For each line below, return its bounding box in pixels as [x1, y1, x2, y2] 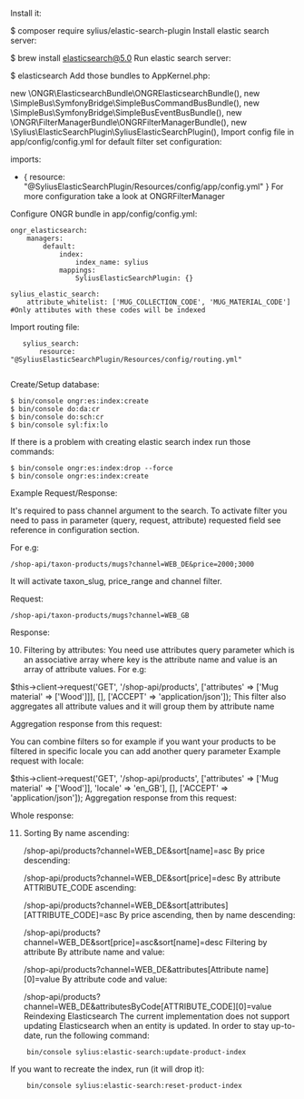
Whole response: [10, 810, 74, 821]
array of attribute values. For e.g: [23, 664, 147, 674]
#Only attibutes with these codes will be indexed [10, 306, 206, 315]
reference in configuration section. [10, 525, 140, 535]
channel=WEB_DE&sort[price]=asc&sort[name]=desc [23, 937, 223, 947]
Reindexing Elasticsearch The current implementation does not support [23, 1011, 290, 1022]
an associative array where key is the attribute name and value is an [23, 654, 278, 665]
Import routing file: [10, 322, 80, 332]
